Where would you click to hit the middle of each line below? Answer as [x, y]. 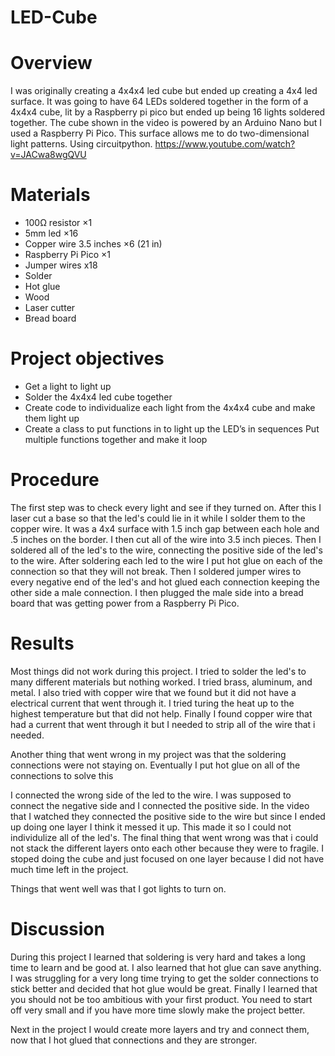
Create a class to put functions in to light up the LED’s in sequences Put [172, 429]
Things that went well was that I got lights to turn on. [118, 888]
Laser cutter [50, 308]
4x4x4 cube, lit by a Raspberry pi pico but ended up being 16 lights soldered [168, 112]
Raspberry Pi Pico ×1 [67, 255]
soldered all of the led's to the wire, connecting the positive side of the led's [166, 550]
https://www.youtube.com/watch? [225, 144]
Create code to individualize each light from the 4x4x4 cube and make [170, 407]
